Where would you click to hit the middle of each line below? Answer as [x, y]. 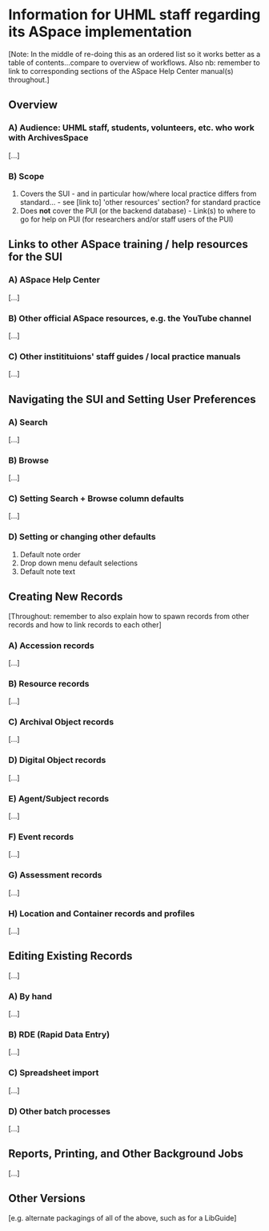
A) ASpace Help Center [54, 280]
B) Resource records [49, 683]
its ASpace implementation [100, 32]
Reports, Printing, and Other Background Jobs [126, 1154]
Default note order [50, 554]
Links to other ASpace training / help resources [128, 245]
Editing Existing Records [70, 956]
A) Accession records [51, 646]
